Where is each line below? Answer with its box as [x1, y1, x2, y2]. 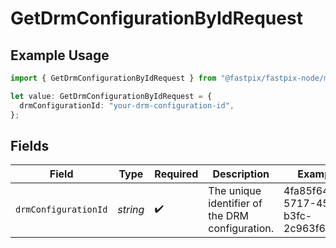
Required [154, 167, 199, 181]
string [117, 203, 145, 217]
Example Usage [10, 47, 110, 64]
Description [212, 167, 270, 181]
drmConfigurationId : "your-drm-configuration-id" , [19, 100, 235, 111]
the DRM [208, 209, 249, 223]
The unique [208, 184, 262, 198]
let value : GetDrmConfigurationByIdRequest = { [10, 91, 213, 101]
